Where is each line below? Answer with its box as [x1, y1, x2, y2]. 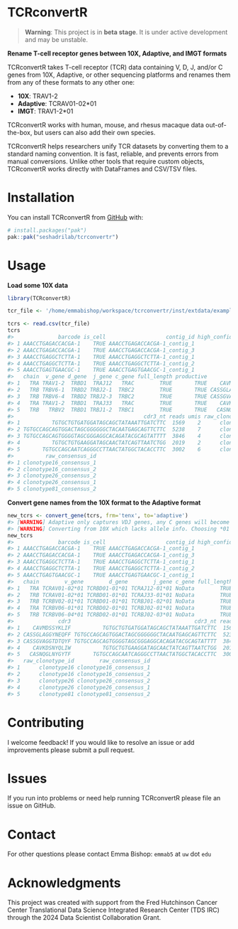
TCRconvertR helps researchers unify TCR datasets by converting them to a [7, 141, 229, 150]
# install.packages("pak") [7, 227, 87, 234]
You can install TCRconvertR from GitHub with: [7, 213, 144, 221]
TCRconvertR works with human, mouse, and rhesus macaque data [7, 120, 204, 129]
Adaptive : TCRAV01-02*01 [17, 99, 97, 107]
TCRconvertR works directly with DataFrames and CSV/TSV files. [7, 164, 197, 173]
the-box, [7, 128, 33, 136]
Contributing [7, 714, 84, 731]
